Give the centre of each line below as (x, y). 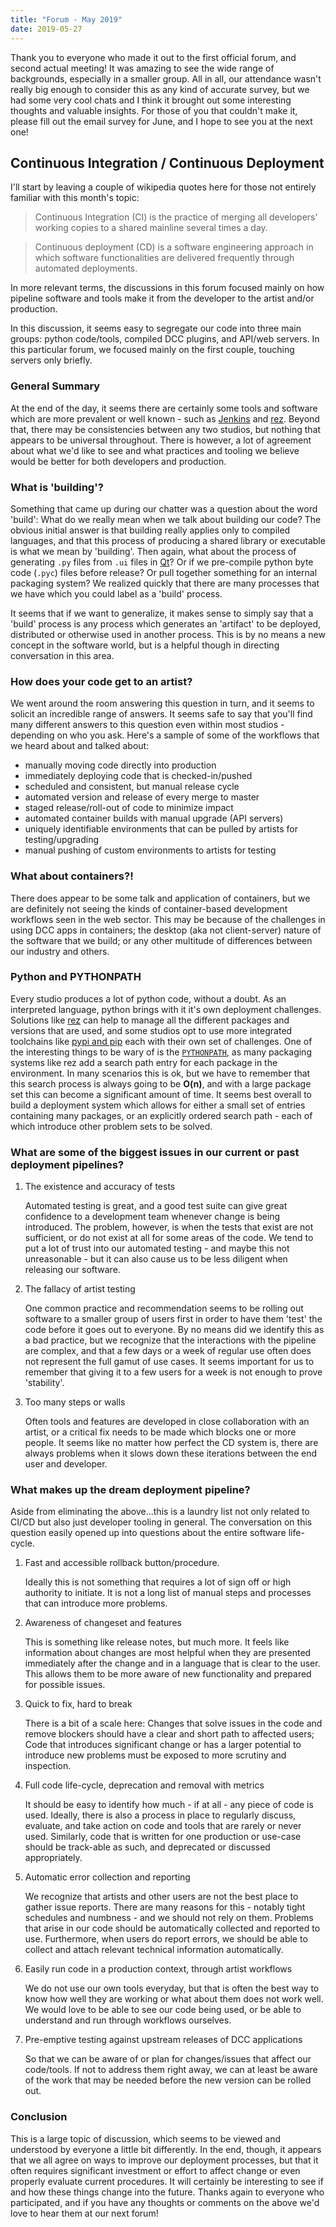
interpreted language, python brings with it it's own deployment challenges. (166, 1009)
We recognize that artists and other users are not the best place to (161, 1897)
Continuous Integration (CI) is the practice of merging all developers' (176, 217)
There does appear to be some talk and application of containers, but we (160, 898)
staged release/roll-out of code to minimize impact (129, 808)
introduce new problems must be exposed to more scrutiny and (155, 1755)
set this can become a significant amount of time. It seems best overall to (161, 1094)
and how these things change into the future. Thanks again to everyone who (167, 2192)
